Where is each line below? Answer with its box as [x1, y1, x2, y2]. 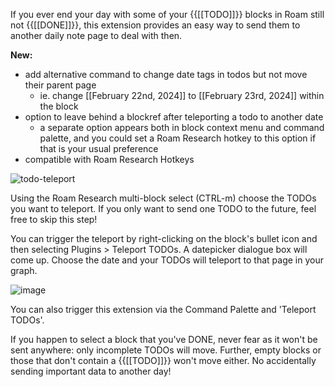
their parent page [24, 79, 97, 91]
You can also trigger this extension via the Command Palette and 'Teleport [10, 304, 317, 315]
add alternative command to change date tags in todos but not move [24, 69, 308, 80]
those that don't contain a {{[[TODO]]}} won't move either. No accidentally [10, 355, 317, 366]
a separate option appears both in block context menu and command [39, 122, 325, 133]
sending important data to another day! [10, 365, 172, 377]
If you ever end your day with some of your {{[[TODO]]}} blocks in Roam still [10, 9, 325, 20]
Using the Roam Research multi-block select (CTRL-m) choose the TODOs [10, 192, 317, 204]
